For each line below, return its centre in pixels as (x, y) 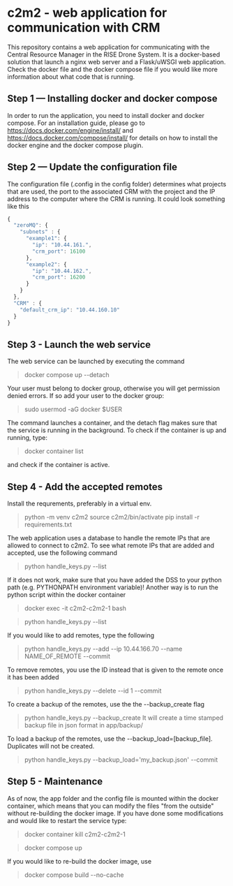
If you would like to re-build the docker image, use (80, 861)
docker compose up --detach (67, 375)
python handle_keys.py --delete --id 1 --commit (93, 691)
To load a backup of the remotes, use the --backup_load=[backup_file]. (110, 739)
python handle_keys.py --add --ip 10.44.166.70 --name (103, 649)
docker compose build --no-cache (74, 875)
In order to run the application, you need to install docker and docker (106, 115)
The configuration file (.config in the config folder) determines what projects (117, 184)
